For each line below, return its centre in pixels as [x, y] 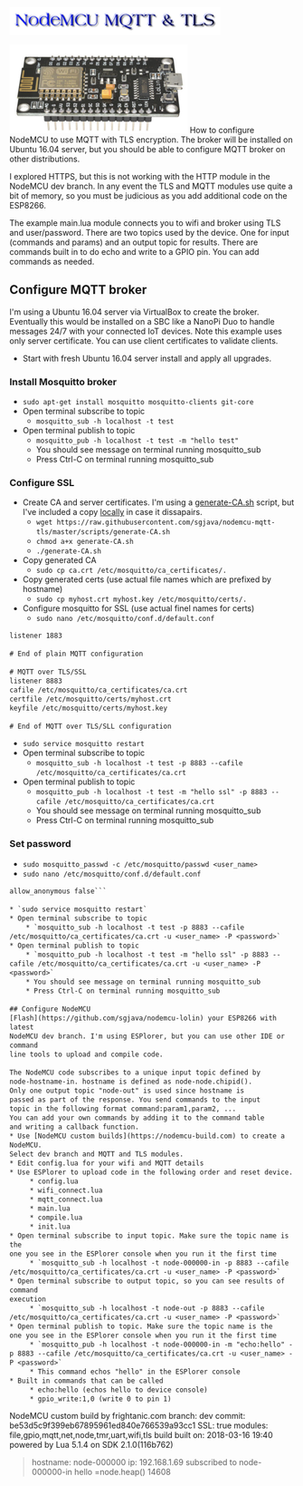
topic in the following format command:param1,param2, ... [123, 1109]
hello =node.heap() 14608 [123, 1471]
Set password [40, 844]
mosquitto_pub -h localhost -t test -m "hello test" [137, 441]
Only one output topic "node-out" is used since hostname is [127, 1091]
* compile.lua [56, 1218]
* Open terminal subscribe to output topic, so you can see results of [147, 1281]
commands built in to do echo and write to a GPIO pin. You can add [134, 252]
